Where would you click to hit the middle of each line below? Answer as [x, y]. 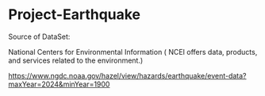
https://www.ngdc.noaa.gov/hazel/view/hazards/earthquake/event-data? [128, 75]
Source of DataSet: [39, 36]
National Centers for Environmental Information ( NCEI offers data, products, [133, 52]
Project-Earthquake [75, 15]
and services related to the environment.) [76, 60]
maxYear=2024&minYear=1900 [59, 84]
